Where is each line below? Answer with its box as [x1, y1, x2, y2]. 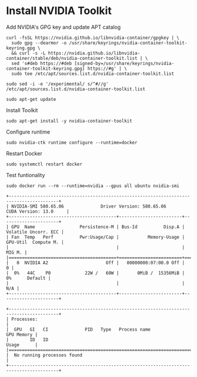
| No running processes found [6, 352, 83, 358]
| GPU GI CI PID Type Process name [6, 327, 151, 332]
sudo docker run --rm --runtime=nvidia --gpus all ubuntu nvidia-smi [6, 183, 180, 189]
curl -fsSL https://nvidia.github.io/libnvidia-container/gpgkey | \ [6, 35, 180, 40]
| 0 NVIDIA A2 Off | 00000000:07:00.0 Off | [6, 260, 185, 266]
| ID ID [6, 337, 49, 342]
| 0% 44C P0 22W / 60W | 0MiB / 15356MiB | [6, 270, 185, 276]
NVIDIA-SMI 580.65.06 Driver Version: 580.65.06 [11, 203, 167, 209]
